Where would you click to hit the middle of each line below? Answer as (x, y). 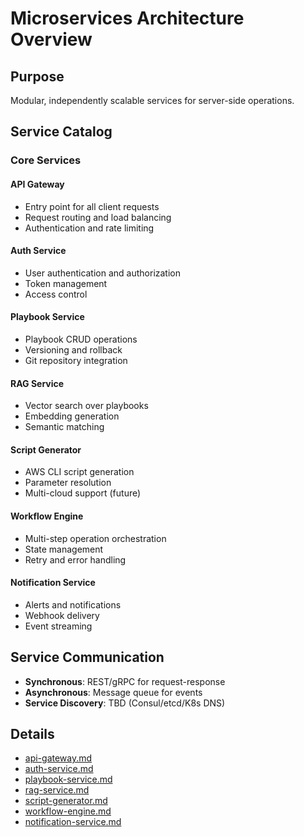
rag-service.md (57, 790)
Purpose (37, 76)
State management (64, 549)
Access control (56, 294)
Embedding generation (72, 416)
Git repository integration (76, 360)
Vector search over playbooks (86, 406)
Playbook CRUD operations (81, 339)
